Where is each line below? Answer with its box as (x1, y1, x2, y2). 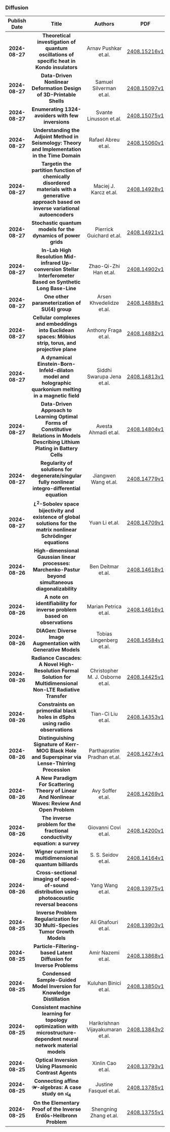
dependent (34, 1035, 62, 1043)
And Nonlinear (38, 793, 74, 800)
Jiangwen (93, 472, 116, 479)
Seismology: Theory (31, 139, 81, 146)
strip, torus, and (36, 339, 76, 347)
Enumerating (31, 106, 64, 113)
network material (35, 1042, 78, 1049)
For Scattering (38, 780, 74, 788)
